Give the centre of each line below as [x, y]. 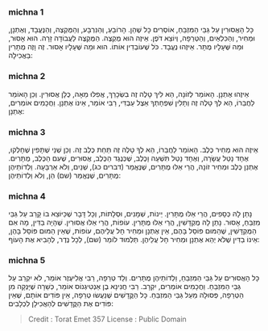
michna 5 [27, 261]
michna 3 [27, 132]
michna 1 [26, 12]
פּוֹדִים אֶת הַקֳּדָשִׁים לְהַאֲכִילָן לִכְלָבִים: [61, 304]
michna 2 [27, 77]
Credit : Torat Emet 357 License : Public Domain [107, 319]
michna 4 [27, 196]
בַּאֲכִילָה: [21, 56]
